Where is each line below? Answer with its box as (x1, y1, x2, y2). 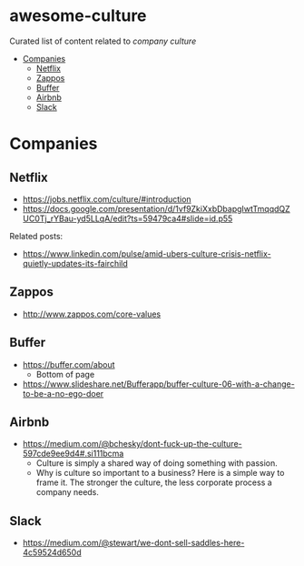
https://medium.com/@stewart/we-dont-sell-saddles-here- (22, 538, 245, 549)
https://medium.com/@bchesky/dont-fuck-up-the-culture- (22, 439, 242, 450)
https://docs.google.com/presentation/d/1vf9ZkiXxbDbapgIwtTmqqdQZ (22, 203, 290, 214)
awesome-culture (9, 5, 147, 26)
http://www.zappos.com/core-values (22, 308, 162, 319)
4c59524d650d (22, 547, 82, 558)
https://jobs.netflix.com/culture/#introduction (22, 193, 192, 205)
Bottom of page (35, 369, 95, 379)
